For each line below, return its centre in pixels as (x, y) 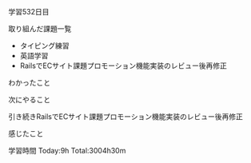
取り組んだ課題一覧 (40, 29)
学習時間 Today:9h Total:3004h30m (67, 151)
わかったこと (29, 83)
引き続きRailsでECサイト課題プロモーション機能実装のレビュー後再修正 (126, 117)
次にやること (29, 99)
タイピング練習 (44, 46)
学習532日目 (29, 12)
